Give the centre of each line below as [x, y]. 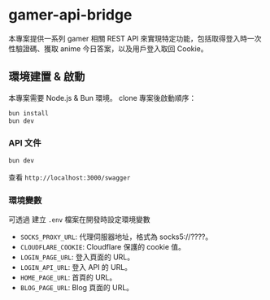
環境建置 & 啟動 [47, 77]
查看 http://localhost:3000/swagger [70, 177]
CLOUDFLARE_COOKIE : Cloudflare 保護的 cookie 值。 [102, 246]
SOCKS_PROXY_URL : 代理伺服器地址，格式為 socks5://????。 [116, 237]
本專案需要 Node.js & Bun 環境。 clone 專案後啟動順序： [102, 98]
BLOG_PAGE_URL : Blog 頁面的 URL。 [77, 287]
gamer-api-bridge [70, 15]
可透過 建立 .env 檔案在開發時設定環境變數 [79, 219]
